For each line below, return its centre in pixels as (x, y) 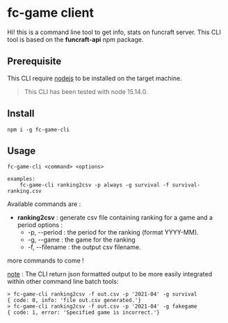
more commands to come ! (46, 261)
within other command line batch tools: (63, 282)
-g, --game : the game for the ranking (81, 240)
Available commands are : (44, 204)
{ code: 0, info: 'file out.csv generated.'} (74, 301)
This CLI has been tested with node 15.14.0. (86, 91)
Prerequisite (34, 62)
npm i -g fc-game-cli (39, 129)
